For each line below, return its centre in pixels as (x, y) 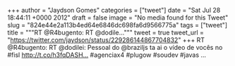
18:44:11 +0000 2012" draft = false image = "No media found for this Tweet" (118, 18)
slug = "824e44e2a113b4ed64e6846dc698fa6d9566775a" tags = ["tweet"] (117, 25)
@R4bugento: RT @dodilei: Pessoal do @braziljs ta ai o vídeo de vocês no (115, 47)
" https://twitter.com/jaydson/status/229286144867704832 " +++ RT (106, 40)
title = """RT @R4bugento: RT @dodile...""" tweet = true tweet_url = (106, 32)
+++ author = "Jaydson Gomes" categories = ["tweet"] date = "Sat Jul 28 (114, 10)
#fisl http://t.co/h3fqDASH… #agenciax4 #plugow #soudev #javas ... (107, 55)
